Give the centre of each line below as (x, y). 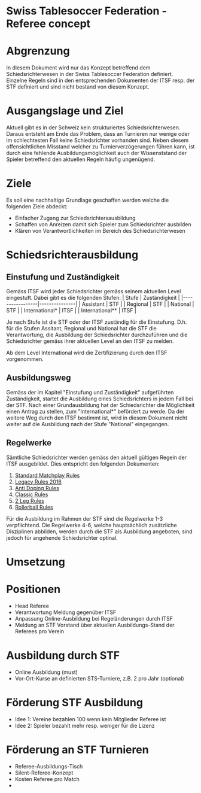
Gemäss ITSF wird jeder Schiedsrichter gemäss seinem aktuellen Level (94, 291)
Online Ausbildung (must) (46, 672)
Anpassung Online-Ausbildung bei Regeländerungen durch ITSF (94, 618)
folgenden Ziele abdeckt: (37, 206)
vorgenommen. (25, 359)
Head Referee (32, 606)
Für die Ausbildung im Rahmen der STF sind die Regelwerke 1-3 (85, 518)
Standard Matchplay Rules (47, 475)
